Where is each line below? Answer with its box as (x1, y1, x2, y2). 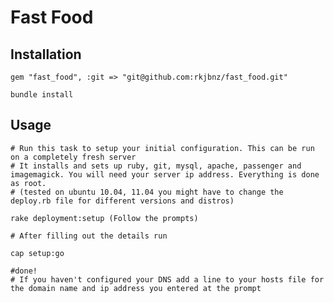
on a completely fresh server (10, 152, 137, 162)
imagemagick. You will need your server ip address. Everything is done (10, 169, 320, 180)
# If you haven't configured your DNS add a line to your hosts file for (10, 274, 325, 285)
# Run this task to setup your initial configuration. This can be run (10, 143, 315, 153)
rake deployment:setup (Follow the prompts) (10, 213, 199, 223)
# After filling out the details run (10, 231, 168, 241)
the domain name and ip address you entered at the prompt (10, 283, 262, 293)
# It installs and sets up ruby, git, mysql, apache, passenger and (10, 161, 302, 171)
